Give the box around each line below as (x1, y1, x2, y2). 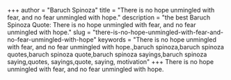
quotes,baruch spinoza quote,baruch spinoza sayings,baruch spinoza (7, 50, 207, 58)
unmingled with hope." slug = (7, 28, 92, 36)
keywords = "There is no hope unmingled (97, 35, 217, 44)
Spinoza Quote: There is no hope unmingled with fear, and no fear (7, 21, 196, 29)
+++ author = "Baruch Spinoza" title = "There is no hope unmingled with (7, 6, 215, 14)
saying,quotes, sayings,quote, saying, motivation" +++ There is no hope (7, 58, 214, 65)
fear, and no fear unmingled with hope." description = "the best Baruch (7, 13, 211, 22)
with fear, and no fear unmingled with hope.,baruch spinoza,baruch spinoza (7, 43, 225, 51)
